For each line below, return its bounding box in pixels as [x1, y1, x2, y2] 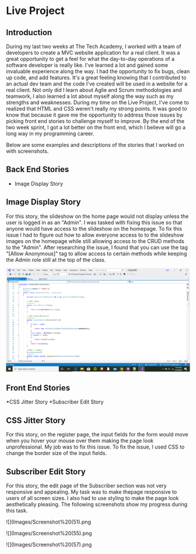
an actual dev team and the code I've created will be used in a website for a [6, 80, 188, 87]
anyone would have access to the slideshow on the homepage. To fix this [6, 225, 183, 232]
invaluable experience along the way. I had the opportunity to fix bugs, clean [6, 68, 190, 74]
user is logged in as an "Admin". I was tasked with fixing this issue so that [6, 218, 183, 226]
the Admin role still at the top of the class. [6, 256, 106, 263]
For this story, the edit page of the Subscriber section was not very [6, 482, 167, 490]
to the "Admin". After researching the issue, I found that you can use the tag [6, 244, 188, 251]
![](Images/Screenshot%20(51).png [6, 518, 92, 525]
